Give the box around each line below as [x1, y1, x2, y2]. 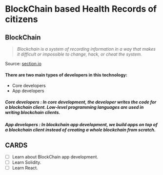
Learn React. [12, 165, 38, 171]
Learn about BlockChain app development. [12, 154, 99, 159]
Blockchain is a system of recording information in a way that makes [17, 46, 156, 52]
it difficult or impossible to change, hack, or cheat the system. [17, 51, 143, 57]
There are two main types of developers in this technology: [5, 72, 128, 78]
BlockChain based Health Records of [5, 3, 157, 15]
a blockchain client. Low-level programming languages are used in [5, 104, 144, 110]
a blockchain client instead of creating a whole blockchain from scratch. [5, 127, 156, 133]
